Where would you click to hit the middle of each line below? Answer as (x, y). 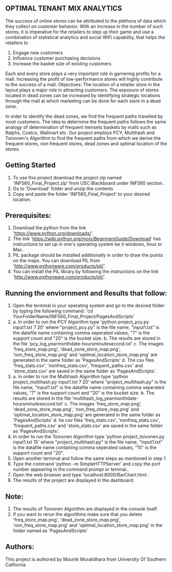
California (16, 564)
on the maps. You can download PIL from (56, 261)
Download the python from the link (49, 228)
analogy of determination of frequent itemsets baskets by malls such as (81, 127)
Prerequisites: (28, 216)
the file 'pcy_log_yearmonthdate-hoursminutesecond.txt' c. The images (88, 344)
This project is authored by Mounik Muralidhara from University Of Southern (86, 559)
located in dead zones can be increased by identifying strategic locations (83, 95)
